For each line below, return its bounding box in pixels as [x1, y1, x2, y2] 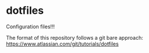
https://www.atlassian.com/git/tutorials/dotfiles [6, 40, 119, 47]
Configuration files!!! [6, 23, 55, 30]
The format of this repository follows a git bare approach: [6, 34, 144, 41]
